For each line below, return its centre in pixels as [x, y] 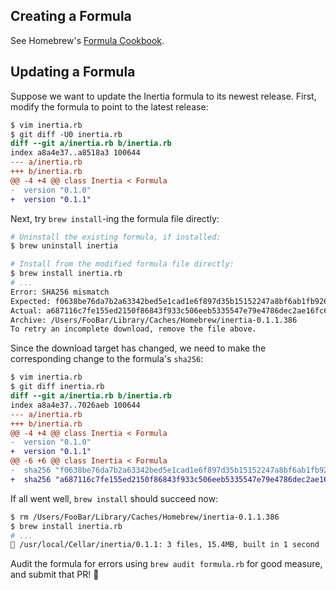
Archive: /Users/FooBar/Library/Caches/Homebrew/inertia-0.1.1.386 [154, 320]
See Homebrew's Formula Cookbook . [87, 40]
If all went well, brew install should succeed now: [114, 498]
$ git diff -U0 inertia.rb [66, 134]
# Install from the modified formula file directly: [122, 264]
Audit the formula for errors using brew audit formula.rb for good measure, [166, 564]
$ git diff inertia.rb [57, 387]
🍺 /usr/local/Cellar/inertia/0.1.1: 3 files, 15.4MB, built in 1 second [165, 545]
